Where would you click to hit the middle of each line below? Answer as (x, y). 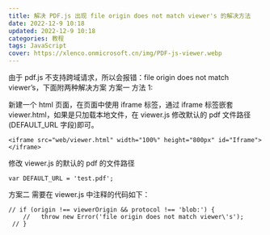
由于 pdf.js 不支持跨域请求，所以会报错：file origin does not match (119, 77)
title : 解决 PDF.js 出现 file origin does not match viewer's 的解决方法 (130, 16)
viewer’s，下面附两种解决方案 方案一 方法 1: (81, 87)
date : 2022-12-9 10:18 (46, 23)
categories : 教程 (36, 38)
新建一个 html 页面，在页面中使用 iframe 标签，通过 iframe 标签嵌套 (121, 105)
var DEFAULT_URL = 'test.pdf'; (61, 178)
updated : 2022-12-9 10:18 (52, 31)
